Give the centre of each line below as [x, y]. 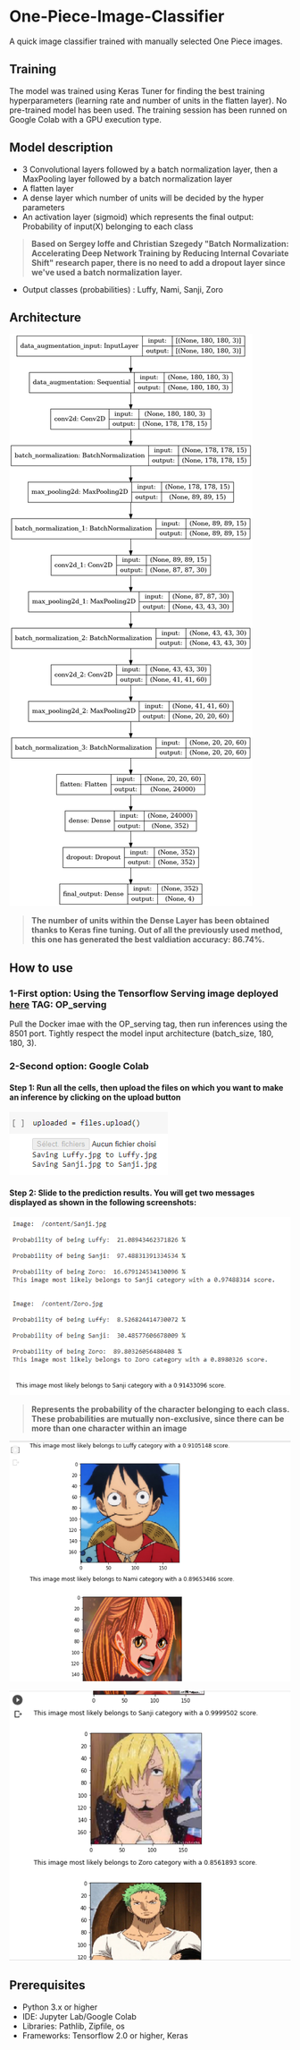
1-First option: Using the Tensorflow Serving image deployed [144, 993]
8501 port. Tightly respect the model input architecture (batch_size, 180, [142, 1034]
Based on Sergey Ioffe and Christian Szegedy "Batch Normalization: [160, 243]
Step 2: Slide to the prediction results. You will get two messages [132, 1193]
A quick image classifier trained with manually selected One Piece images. [146, 41]
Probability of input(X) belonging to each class [108, 226]
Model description [61, 148]
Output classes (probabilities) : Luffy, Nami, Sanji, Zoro [122, 289]
